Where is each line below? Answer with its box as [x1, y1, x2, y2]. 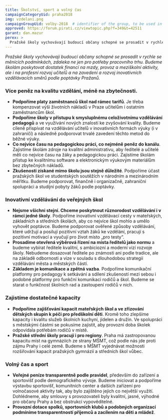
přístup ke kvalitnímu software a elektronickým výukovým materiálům [12, 157, 155, 163]
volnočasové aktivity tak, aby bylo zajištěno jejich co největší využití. [12, 388, 154, 394]
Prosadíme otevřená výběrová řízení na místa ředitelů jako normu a [12, 239, 155, 245]
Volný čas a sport [5, 360, 48, 367]
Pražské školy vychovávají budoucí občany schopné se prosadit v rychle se [5, 53, 162, 59]
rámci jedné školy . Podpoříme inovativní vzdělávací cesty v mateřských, [12, 213, 162, 219]
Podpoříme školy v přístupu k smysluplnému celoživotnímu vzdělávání [12, 114, 162, 120]
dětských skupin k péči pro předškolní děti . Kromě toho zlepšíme [12, 311, 149, 317]
